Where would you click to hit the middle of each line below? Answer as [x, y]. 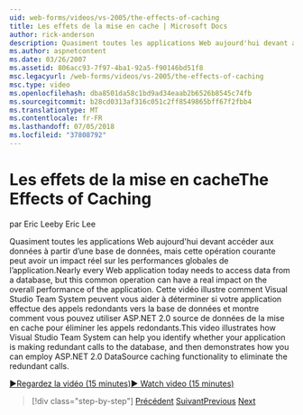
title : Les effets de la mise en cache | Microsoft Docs [119, 26]
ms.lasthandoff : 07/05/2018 [62, 127]
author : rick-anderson [52, 34]
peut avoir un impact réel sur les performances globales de [119, 260]
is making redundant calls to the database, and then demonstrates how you [149, 346]
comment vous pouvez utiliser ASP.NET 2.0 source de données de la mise [147, 318]
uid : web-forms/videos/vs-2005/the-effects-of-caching [115, 18]
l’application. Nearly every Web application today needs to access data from [150, 270]
